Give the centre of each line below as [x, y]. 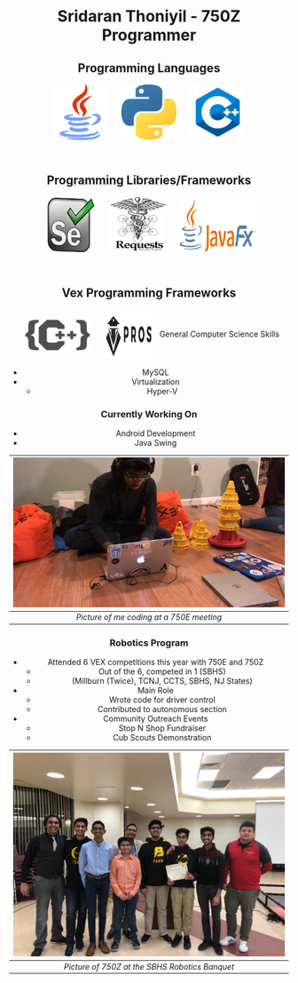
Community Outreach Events [156, 719]
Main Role [156, 691]
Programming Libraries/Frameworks [149, 181]
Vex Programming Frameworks [149, 293]
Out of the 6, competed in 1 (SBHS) [162, 671]
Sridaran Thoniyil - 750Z [149, 16]
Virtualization [156, 381]
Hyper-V [162, 391]
